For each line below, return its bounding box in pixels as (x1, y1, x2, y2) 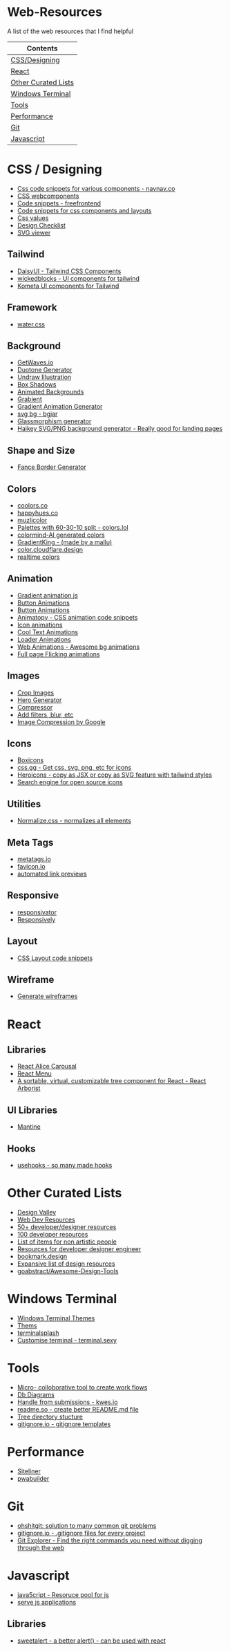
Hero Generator (17, 696, 62, 704)
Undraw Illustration (17, 373, 72, 381)
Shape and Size (7, 444, 75, 456)
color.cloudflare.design (17, 545, 84, 553)
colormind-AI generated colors (17, 531, 105, 539)
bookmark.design (17, 1253, 68, 1260)
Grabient (17, 395, 43, 403)
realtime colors (17, 553, 60, 561)
